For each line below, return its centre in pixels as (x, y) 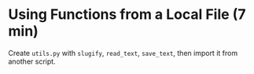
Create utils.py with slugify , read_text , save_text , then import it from (123, 53)
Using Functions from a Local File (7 (127, 15)
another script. (32, 61)
